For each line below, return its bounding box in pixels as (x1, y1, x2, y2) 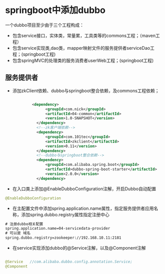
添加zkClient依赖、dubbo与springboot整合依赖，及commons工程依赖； (12, 88, 160, 94)
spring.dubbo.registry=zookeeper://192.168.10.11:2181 (5, 235, 122, 241)
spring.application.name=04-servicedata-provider (5, 226, 111, 231)
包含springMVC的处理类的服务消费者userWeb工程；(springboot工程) (12, 57, 154, 63)
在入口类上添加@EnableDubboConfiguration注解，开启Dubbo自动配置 (12, 185, 156, 192)
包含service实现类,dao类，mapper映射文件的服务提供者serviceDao (12, 45, 151, 51)
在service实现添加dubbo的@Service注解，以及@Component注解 (12, 245, 146, 251)
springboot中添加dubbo (5, 4, 106, 16)
